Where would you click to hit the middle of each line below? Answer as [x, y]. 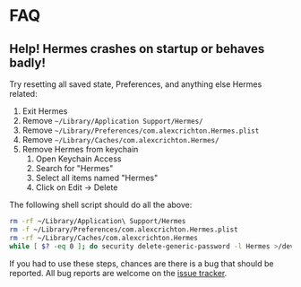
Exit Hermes [45, 111]
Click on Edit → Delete [77, 187]
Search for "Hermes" [74, 168]
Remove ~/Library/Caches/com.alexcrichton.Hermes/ [120, 139]
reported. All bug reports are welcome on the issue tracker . [118, 273]
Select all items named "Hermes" [97, 178]
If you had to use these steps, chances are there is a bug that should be [142, 263]
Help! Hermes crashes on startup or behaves [137, 49]
